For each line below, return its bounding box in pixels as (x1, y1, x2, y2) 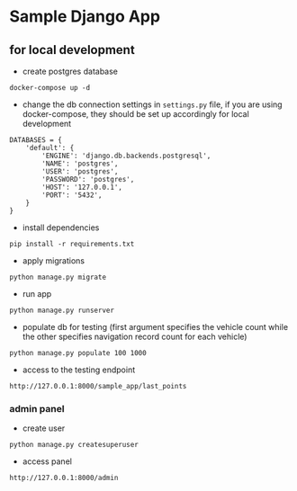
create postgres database (22, 66, 119, 76)
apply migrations (22, 255, 85, 266)
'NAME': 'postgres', (41, 159, 119, 168)
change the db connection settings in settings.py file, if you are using (22, 99, 283, 110)
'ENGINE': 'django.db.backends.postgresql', (41, 151, 211, 160)
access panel (22, 456, 72, 467)
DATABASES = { (9, 136, 63, 145)
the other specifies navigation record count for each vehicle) (22, 331, 247, 342)
